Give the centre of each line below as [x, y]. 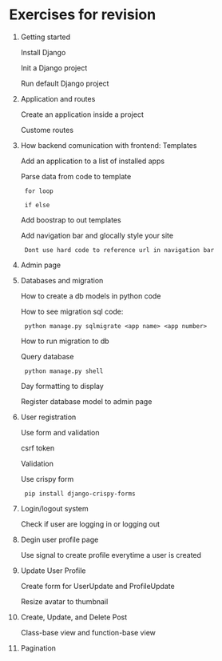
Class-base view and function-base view [88, 632]
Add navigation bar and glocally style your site [97, 235]
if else [37, 205]
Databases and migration [62, 280]
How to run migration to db [65, 341]
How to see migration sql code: [72, 311]
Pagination [38, 648]
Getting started [46, 37]
